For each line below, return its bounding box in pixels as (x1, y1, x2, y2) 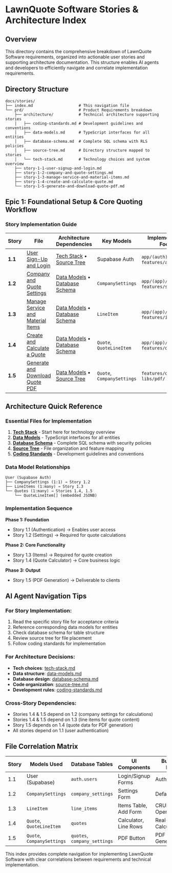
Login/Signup (118, 772, 150, 779)
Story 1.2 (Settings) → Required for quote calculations (12, 532, 126, 538)
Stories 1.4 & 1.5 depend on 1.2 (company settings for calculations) (12, 711, 154, 717)
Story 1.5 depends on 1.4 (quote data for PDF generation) (12, 722, 133, 728)
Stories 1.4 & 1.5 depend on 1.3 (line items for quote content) (12, 716, 140, 723)
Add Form (118, 808, 142, 815)
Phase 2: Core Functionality (5, 541, 66, 548)
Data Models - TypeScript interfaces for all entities (12, 434, 120, 441)
